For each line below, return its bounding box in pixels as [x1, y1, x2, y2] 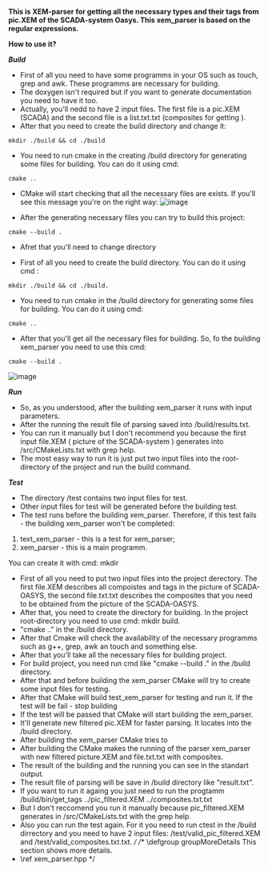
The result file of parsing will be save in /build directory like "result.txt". [19, 777, 254, 787]
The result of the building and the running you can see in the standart [19, 761, 250, 770]
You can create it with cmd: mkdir [8, 558, 119, 567]
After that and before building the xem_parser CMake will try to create [19, 676, 250, 685]
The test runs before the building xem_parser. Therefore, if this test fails [19, 510, 258, 519]
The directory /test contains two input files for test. [19, 493, 188, 502]
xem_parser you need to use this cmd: [19, 342, 146, 351]
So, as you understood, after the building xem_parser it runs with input [19, 403, 252, 412]
